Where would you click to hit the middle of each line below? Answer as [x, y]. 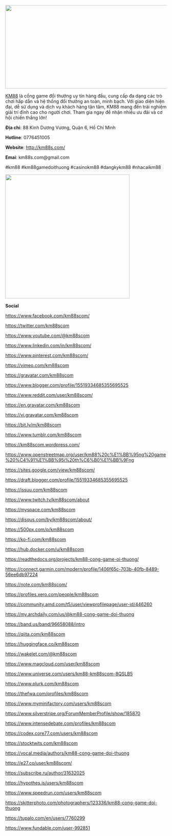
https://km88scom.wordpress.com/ [43, 445]
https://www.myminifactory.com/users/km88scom [58, 703]
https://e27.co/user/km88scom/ [39, 763]
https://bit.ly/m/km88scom [33, 425]
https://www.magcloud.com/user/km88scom [52, 664]
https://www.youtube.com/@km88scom [48, 336]
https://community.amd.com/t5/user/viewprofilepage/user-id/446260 [79, 604]
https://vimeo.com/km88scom [37, 365]
